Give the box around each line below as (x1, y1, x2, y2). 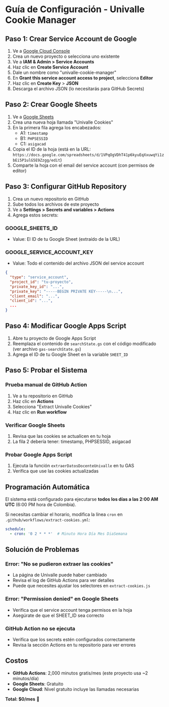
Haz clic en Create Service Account (12, 64, 89, 70)
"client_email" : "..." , (10, 293, 60, 299)
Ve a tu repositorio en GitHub (12, 393, 73, 399)
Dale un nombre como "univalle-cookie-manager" (12, 69, 117, 76)
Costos (5, 656, 29, 665)
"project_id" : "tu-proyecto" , (10, 279, 73, 284)
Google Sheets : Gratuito (12, 681, 64, 687)
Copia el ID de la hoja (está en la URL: (12, 146, 91, 152)
